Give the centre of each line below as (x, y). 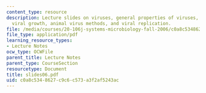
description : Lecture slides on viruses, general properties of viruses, (103, 18)
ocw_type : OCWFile (30, 52)
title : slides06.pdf (33, 75)
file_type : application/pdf (42, 35)
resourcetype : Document (37, 69)
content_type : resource (37, 12)
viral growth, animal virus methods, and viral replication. (92, 23)
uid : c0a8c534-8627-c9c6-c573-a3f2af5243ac (63, 80)
